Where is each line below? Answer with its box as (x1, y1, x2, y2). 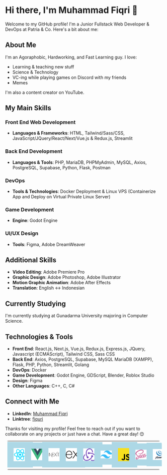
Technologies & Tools (5, 332, 73, 341)
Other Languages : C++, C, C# (12, 383, 75, 389)
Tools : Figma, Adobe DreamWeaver (12, 241, 85, 247)
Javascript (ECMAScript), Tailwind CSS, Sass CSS (12, 351, 115, 357)
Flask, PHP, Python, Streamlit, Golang (12, 362, 89, 368)
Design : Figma (12, 378, 43, 384)
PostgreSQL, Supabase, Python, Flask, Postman (12, 164, 111, 170)
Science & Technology (12, 69, 59, 75)
